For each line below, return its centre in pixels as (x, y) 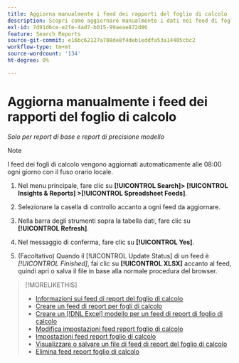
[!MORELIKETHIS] (51, 285)
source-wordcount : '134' (44, 54)
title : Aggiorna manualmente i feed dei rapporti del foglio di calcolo (117, 14)
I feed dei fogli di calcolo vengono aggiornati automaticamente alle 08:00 (115, 164)
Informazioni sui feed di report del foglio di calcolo (109, 298)
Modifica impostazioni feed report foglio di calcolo (109, 329)
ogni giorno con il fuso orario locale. (60, 172)
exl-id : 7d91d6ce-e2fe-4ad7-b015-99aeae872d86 (78, 27)
